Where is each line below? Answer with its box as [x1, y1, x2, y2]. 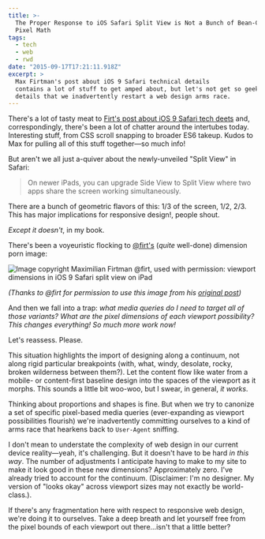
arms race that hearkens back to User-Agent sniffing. [8, 425, 180, 434]
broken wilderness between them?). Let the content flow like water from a [8, 368, 248, 377]
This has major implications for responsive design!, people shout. [8, 210, 220, 219]
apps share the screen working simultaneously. [27, 186, 181, 196]
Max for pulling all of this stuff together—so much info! [8, 139, 186, 148]
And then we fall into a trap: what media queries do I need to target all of [8, 303, 244, 313]
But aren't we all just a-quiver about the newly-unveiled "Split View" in [8, 155, 237, 164]
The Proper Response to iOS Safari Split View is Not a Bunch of [15, 19, 235, 27]
